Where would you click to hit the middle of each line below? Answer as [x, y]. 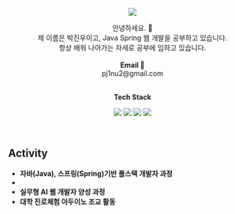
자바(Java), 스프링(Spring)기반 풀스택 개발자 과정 [96, 173]
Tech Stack [132, 97]
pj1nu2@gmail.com [132, 73]
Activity [28, 154]
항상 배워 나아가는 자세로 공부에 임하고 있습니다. [132, 48]
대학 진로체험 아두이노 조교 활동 [67, 201]
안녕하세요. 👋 [132, 28]
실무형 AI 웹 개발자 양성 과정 [62, 191]
